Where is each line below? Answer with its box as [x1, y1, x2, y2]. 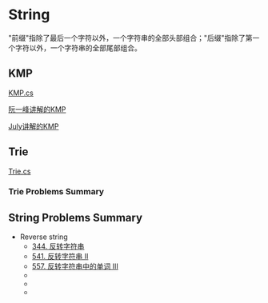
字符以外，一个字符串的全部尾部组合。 [14, 42, 142, 53]
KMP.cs [8, 88, 34, 98]
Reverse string [19, 232, 68, 241]
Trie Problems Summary [8, 186, 105, 197]
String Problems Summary [8, 210, 142, 225]
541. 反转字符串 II [31, 252, 89, 261]
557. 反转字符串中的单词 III [31, 261, 118, 271]
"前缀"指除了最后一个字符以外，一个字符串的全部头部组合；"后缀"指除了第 [8, 33, 254, 42]
